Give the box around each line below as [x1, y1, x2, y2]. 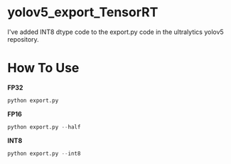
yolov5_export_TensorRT [7, 4, 159, 20]
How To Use [7, 60, 80, 76]
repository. [7, 35, 39, 43]
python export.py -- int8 [7, 150, 81, 157]
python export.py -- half [7, 123, 81, 131]
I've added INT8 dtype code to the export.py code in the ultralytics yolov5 [7, 28, 224, 36]
